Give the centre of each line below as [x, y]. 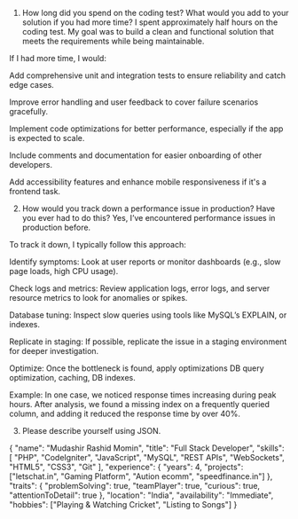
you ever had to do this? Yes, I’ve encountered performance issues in [149, 218]
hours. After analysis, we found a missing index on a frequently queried [140, 404]
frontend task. [35, 191]
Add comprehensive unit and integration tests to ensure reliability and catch [148, 75]
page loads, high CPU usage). [64, 271]
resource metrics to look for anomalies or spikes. [98, 298]
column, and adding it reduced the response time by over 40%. [125, 413]
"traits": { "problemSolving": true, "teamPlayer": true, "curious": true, [134, 486]
